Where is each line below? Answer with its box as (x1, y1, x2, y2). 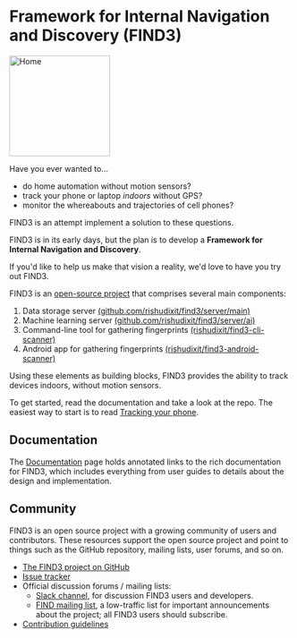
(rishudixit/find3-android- (165, 343, 259, 354)
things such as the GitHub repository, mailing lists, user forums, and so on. (9, 544, 284, 555)
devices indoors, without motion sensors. (9, 379, 162, 390)
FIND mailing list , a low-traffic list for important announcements (35, 600, 270, 610)
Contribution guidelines (21, 618, 109, 629)
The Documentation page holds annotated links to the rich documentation (9, 456, 282, 467)
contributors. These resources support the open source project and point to (9, 534, 289, 545)
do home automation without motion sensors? (21, 181, 191, 191)
